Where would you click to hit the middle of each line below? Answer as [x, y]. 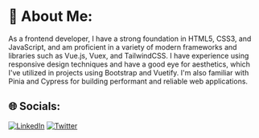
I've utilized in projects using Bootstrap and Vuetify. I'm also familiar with [129, 72]
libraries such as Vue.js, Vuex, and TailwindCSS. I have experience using [129, 55]
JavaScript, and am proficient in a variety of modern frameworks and [123, 47]
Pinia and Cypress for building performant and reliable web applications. [128, 81]
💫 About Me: [51, 16]
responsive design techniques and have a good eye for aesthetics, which [129, 64]
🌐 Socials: [35, 106]
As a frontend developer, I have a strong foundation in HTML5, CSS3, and [130, 39]
